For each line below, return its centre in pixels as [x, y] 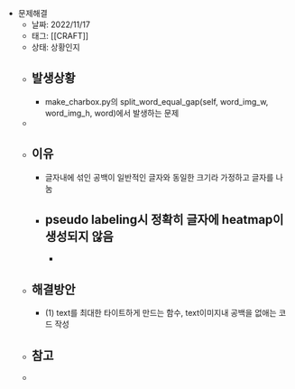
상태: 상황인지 [55, 47]
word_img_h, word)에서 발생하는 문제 [112, 113]
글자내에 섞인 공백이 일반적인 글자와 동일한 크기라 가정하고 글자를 [159, 177]
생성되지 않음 [79, 237]
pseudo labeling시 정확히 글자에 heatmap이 [164, 220]
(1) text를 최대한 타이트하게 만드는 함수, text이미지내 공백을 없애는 [161, 313]
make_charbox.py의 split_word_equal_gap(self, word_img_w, [157, 101]
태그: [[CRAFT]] [60, 36]
